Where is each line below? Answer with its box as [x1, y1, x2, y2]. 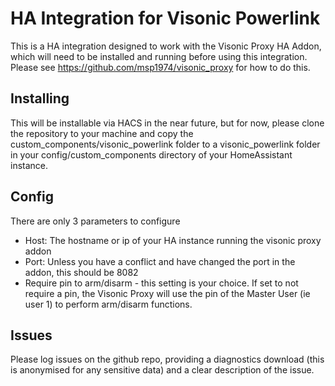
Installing [10, 90, 70, 107]
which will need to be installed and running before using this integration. [10, 50, 308, 62]
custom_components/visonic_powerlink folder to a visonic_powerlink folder [10, 138, 321, 150]
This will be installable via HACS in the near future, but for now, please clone [10, 117, 325, 129]
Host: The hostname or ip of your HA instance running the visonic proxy [24, 234, 322, 246]
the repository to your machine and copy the [10, 127, 194, 139]
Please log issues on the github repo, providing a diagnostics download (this [10, 353, 325, 366]
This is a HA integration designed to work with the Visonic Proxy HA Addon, [10, 40, 322, 52]
